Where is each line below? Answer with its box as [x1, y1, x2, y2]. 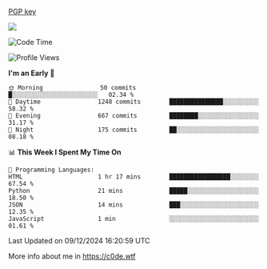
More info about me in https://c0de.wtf [8, 251, 136, 261]
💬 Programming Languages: [8, 166, 94, 174]
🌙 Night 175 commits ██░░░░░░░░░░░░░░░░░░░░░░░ [8, 126, 260, 134]
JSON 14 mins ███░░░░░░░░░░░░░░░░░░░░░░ [8, 201, 260, 209]
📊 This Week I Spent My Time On [8, 147, 122, 157]
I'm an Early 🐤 [8, 68, 55, 78]
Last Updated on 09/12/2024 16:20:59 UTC [8, 236, 150, 245]
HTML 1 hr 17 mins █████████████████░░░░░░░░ [8, 173, 260, 181]
